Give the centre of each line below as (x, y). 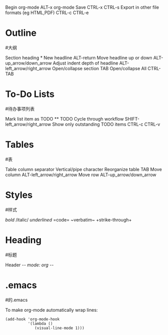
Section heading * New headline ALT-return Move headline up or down (79, 58)
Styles (19, 195)
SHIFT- (132, 119)
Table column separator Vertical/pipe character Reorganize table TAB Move (84, 169)
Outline (21, 33)
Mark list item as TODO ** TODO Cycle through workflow (65, 119)
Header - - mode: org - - (30, 265)
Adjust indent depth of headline (86, 63)
